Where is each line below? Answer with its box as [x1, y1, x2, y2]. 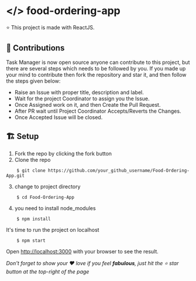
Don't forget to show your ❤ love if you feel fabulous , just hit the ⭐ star [6, 259, 179, 266]
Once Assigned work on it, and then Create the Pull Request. [14, 101, 161, 108]
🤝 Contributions [6, 43, 65, 53]
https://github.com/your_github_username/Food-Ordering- [47, 167, 190, 174]
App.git [6, 172, 25, 178]
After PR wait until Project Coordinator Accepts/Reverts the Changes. [14, 107, 181, 114]
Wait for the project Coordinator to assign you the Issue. [14, 95, 150, 102]
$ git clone [16, 167, 46, 174]
